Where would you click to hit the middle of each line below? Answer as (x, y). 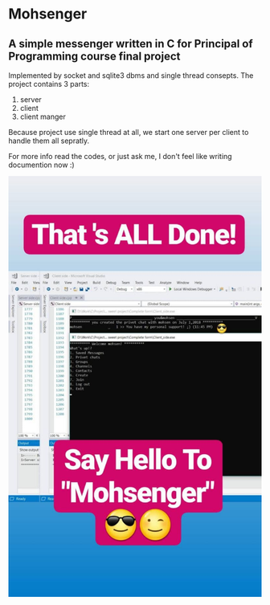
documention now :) (41, 165)
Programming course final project (94, 56)
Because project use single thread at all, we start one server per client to (129, 132)
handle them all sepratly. (49, 141)
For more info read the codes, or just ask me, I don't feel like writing (120, 156)
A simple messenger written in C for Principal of (131, 44)
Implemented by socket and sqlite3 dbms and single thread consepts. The (131, 76)
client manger (43, 117)
